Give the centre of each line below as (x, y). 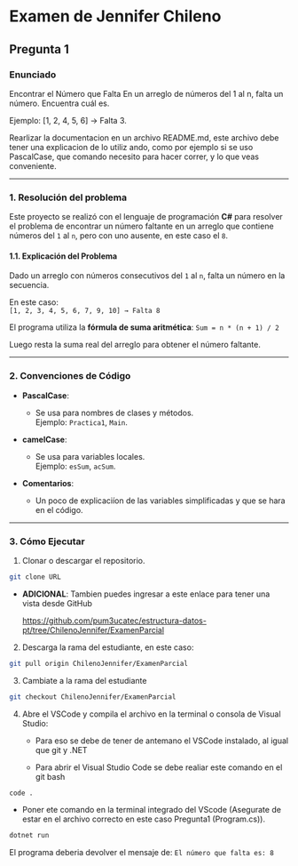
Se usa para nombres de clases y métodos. (114, 413)
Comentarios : (47, 483)
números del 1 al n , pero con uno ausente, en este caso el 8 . (119, 236)
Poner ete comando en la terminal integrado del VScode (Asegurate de (152, 810)
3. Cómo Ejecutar (47, 541)
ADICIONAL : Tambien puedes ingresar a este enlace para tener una (146, 594)
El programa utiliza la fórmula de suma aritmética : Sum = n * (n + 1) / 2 (144, 327)
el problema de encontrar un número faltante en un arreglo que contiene (141, 226)
